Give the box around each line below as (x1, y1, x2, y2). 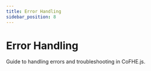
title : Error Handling (6, 8, 61, 15)
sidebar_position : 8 (6, 14, 57, 20)
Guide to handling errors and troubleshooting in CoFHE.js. (6, 58, 146, 65)
